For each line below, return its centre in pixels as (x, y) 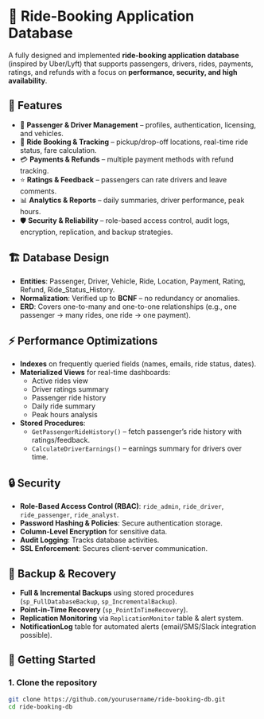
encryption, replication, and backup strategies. (96, 232)
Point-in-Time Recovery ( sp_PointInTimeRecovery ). (104, 610)
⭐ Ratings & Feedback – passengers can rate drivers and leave (123, 179)
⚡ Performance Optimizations (83, 340)
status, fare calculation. (58, 150)
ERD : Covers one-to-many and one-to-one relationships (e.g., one (128, 307)
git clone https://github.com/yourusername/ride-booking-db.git (117, 699)
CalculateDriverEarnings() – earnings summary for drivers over (137, 448)
